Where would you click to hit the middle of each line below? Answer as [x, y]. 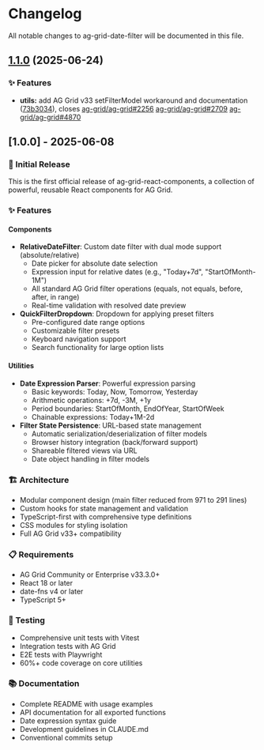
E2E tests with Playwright [61, 654]
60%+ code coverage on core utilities [81, 663]
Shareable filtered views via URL [84, 450]
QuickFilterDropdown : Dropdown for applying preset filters [117, 314]
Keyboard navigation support [79, 339]
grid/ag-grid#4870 [50, 117]
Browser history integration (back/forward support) [115, 442]
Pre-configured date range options [88, 322]
